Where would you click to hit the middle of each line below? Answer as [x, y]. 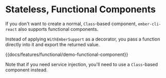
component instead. [26, 70]
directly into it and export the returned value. [53, 44]
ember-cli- [150, 24]
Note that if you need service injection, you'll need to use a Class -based [82, 64]
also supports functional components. [58, 29]
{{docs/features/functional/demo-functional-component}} [67, 54]
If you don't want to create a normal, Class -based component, [71, 24]
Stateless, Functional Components [80, 9]
